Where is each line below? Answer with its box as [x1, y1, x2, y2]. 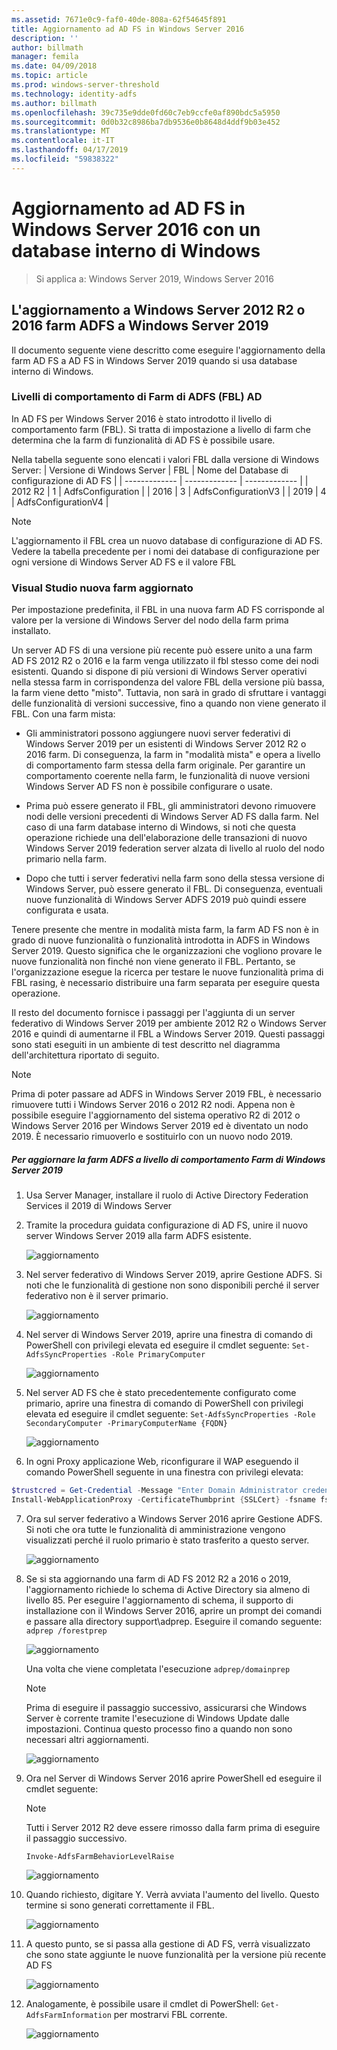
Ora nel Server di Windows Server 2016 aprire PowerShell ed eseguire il [25, 1772, 322, 1784]
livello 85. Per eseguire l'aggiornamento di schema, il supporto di [25, 1594, 294, 1606]
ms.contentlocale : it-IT [11, 136, 115, 146]
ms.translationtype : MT [11, 126, 111, 136]
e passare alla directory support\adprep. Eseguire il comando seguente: [25, 1615, 323, 1627]
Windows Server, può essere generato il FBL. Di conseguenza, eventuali [25, 883, 323, 895]
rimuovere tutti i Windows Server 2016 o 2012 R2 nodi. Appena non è [11, 1099, 296, 1111]
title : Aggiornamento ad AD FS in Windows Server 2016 [11, 24, 245, 34]
